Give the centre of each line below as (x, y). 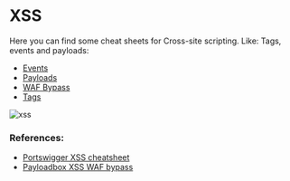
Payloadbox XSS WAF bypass (78, 167)
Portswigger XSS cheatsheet (76, 157)
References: (37, 138)
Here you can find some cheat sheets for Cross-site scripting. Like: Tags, (145, 41)
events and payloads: (49, 50)
